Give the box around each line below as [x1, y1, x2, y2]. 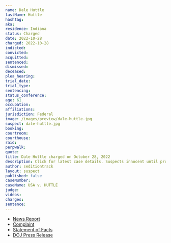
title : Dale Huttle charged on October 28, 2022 [5, 154, 110, 159]
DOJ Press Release [12, 232, 53, 238]
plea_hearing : [5, 74, 36, 79]
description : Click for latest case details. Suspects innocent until [5, 159, 158, 164]
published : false [5, 173, 42, 178]
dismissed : [5, 64, 28, 69]
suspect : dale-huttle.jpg [5, 121, 60, 126]
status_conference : [5, 93, 47, 98]
